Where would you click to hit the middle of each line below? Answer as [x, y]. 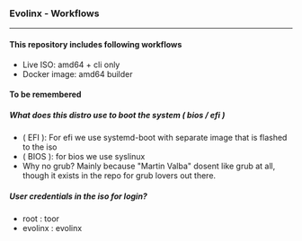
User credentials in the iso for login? [79, 196]
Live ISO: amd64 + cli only [71, 65]
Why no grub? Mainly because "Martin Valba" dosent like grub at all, [149, 166]
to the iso [40, 147]
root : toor [41, 219]
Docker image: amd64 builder [77, 73]
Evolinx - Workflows [54, 13]
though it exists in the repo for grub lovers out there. [119, 176]
